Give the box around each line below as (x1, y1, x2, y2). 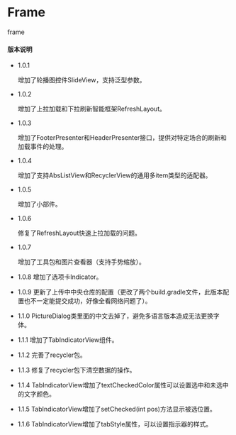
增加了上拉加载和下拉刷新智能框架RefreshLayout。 (17, 104, 167, 114)
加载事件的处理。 (17, 143, 68, 151)
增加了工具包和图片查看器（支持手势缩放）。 (17, 258, 145, 266)
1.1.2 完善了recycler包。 (17, 351, 86, 359)
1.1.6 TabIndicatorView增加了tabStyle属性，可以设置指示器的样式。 (17, 420, 213, 429)
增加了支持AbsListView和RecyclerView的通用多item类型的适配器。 (17, 171, 212, 180)
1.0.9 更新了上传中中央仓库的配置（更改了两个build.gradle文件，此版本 (17, 288, 223, 297)
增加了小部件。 (17, 200, 62, 209)
